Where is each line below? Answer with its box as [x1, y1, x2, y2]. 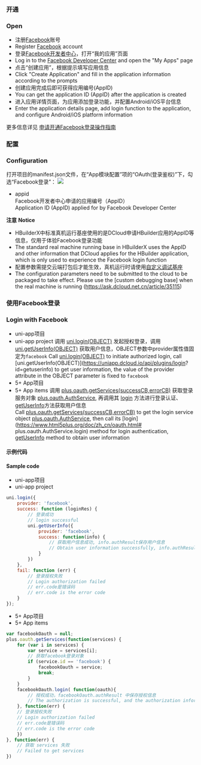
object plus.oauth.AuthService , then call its [14, 415, 121, 422]
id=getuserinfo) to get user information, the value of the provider [14, 365, 175, 373]
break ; [38, 670, 55, 676]
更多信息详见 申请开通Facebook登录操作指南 [6, 124, 116, 131]
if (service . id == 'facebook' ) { [28, 659, 111, 665]
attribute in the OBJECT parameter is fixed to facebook [14, 372, 149, 379]
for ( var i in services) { [17, 642, 84, 648]
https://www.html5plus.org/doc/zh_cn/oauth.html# [17, 421, 142, 428]
